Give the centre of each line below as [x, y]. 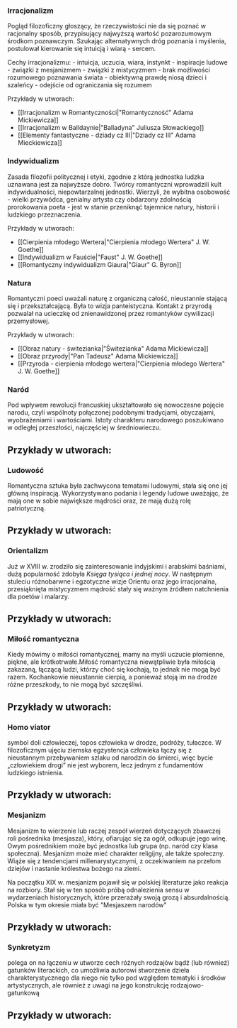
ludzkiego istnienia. [35, 772]
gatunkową [24, 993]
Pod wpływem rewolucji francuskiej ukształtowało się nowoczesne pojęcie [116, 405]
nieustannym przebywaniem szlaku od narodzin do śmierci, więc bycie [110, 758]
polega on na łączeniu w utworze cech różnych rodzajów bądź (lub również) [118, 963]
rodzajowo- [187, 985]
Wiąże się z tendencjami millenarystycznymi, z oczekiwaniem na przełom [114, 860]
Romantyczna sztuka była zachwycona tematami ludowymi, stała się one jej [117, 486]
